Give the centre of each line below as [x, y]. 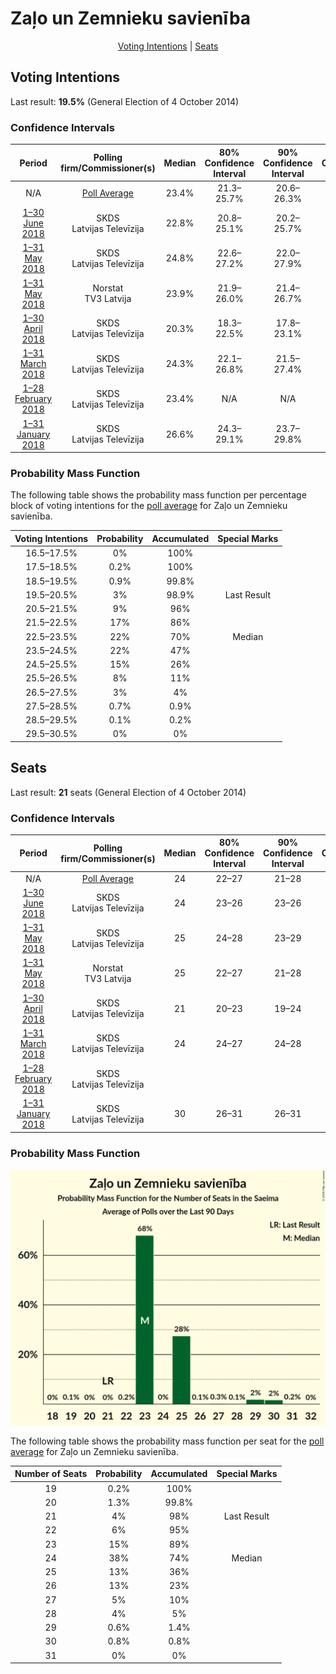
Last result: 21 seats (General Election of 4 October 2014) [128, 792]
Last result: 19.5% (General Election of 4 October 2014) [125, 101]
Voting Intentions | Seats [168, 46]
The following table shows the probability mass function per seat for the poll [167, 1441]
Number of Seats [51, 1474]
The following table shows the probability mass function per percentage [158, 495]
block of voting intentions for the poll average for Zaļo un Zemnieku [149, 506]
